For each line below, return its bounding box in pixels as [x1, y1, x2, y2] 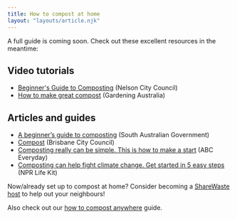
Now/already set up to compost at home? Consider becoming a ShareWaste [7, 182, 230, 191]
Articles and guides [7, 112, 96, 124]
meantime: [7, 44, 39, 53]
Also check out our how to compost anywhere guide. [7, 203, 162, 212]
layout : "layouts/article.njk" [7, 17, 100, 24]
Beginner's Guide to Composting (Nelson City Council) [17, 83, 178, 92]
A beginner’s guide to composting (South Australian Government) [17, 131, 210, 139]
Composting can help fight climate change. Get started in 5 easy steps [17, 161, 225, 169]
